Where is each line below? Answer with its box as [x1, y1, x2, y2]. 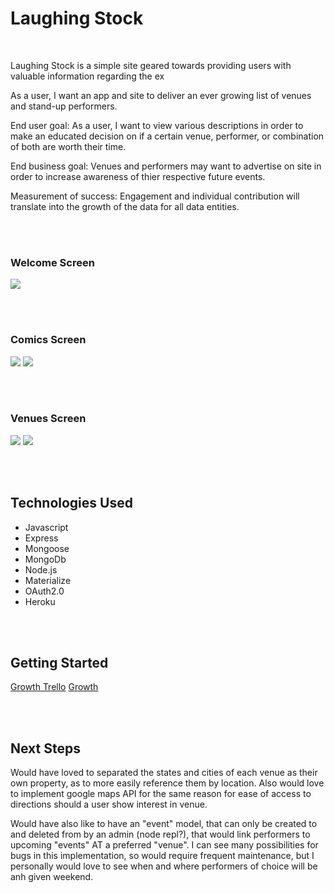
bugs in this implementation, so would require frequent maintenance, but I [10, 850, 315, 862]
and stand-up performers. [10, 100, 118, 112]
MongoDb [24, 553, 67, 565]
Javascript [24, 521, 69, 533]
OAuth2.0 [24, 585, 65, 597]
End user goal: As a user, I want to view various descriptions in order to [10, 119, 304, 131]
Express [24, 532, 59, 544]
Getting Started [10, 655, 109, 672]
